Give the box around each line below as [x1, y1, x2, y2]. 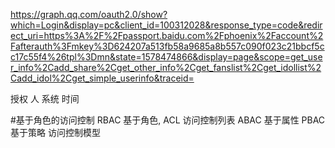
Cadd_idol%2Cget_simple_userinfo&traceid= [10, 72, 195, 84]
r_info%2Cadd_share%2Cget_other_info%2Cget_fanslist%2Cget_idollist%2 [10, 62, 322, 73]
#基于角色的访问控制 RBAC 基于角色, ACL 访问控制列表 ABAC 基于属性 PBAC [10, 114, 326, 126]
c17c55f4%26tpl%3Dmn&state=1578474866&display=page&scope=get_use [10, 51, 323, 63]
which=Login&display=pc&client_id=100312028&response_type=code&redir [10, 19, 323, 31]
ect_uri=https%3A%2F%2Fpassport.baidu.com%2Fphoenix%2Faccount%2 [10, 30, 324, 41]
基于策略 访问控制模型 [10, 127, 101, 138]
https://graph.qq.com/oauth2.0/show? [10, 9, 168, 20]
